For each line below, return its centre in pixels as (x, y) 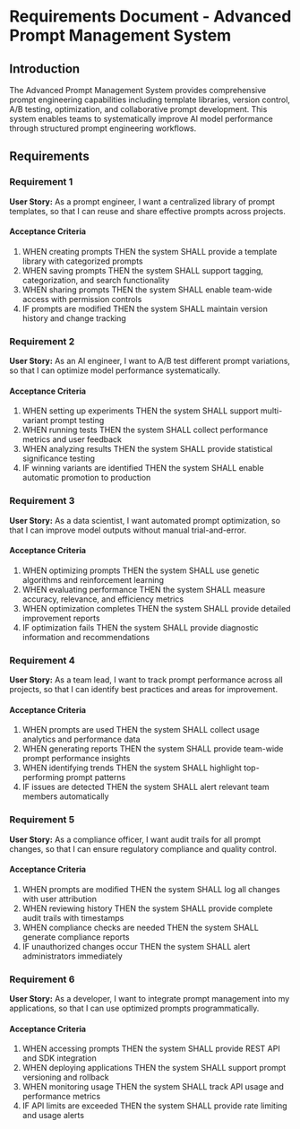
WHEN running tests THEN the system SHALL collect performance (145, 430)
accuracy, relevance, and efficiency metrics (103, 599)
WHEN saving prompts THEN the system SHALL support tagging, (143, 270)
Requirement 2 (42, 341)
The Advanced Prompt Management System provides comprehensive (138, 90)
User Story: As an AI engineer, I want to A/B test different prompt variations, (150, 361)
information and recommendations (86, 637)
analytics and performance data (81, 739)
